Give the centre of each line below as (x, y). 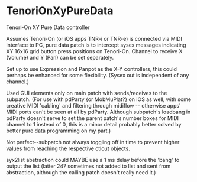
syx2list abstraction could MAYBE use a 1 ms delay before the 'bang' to (93, 160)
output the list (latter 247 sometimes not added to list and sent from (88, 166)
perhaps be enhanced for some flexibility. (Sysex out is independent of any (98, 75)
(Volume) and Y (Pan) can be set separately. (60, 57)
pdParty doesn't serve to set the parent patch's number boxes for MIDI (93, 118)
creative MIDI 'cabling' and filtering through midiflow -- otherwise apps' (94, 105)
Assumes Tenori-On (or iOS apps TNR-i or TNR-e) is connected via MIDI (94, 38)
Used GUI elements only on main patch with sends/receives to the (87, 93)
